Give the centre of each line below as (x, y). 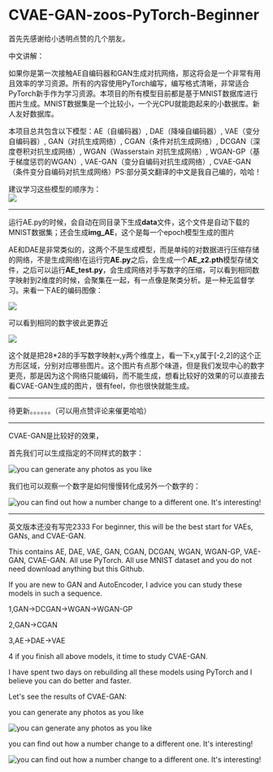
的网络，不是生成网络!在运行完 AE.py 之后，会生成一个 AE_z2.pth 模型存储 (130, 260)
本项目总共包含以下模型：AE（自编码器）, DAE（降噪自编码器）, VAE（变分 (134, 131)
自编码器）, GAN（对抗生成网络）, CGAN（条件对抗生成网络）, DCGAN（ (131, 141)
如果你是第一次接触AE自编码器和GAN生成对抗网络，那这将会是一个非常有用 (135, 73)
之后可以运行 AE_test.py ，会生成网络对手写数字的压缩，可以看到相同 (137, 269)
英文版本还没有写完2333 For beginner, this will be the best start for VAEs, (131, 526)
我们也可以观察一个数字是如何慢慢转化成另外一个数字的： (104, 486)
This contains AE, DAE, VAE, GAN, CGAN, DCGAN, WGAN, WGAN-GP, (125, 552)
